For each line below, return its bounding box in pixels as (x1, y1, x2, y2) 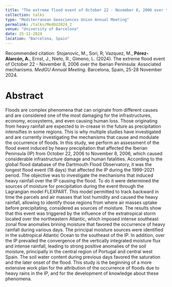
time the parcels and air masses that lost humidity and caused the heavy (5, 194, 158, 200)
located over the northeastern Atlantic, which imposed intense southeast (5, 216, 159, 222)
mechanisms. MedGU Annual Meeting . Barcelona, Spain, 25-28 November (5, 66, 162, 72)
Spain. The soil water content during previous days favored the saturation (5, 254, 161, 260)
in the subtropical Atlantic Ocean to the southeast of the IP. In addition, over (5, 232, 165, 238)
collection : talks (5, 12, 45, 17)
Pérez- (134, 50, 149, 56)
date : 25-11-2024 (5, 31, 42, 36)
